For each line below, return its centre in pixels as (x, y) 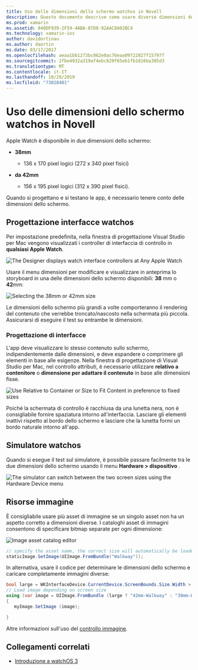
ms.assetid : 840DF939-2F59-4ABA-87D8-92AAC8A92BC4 (70, 28)
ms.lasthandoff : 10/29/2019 (41, 77)
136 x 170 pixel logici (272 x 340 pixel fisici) (76, 163)
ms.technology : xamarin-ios (41, 34)
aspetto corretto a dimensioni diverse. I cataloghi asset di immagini (88, 522)
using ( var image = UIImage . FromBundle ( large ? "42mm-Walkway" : (89, 596)
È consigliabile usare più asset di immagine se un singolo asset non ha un (95, 516)
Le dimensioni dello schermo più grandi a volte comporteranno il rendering (97, 307)
